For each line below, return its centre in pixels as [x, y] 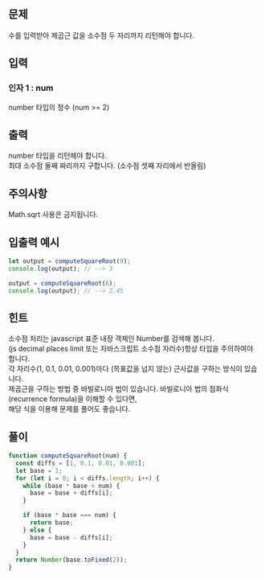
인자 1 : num [31, 88]
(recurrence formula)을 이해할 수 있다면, [73, 399]
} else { [37, 530]
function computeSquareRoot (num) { [68, 456]
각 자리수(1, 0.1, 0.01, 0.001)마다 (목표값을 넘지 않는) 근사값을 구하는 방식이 [125, 369]
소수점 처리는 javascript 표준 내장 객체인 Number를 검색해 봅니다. [112, 339]
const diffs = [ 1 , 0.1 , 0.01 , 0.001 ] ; [81, 463]
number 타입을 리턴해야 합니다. [57, 156]
